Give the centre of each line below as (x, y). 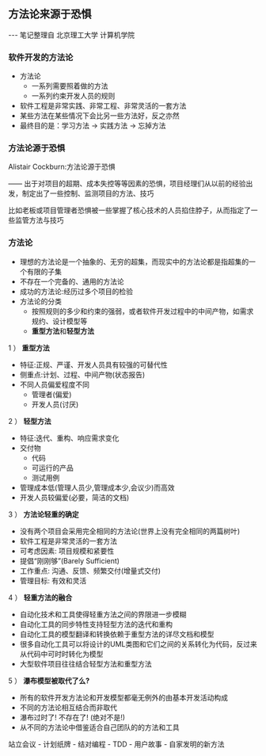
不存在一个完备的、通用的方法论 (72, 281)
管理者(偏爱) (51, 394)
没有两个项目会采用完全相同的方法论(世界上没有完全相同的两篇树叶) (130, 531)
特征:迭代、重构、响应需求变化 (69, 437)
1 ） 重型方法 (29, 348)
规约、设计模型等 (59, 321)
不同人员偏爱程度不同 (54, 384)
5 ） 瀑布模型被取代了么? (49, 681)
